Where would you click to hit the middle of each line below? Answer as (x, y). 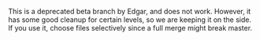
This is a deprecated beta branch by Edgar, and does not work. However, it (130, 11)
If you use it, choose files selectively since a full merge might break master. (130, 28)
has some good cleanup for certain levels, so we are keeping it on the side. (130, 20)
